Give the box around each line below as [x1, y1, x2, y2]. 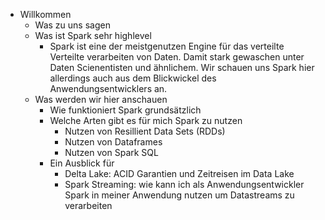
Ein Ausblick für [49, 157, 115, 169]
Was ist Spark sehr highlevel [34, 30, 152, 41]
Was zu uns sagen [34, 19, 111, 31]
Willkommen [19, 9, 72, 20]
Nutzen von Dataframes [64, 136, 163, 148]
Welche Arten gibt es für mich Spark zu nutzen [49, 115, 243, 126]
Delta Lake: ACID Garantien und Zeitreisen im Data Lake [64, 168, 295, 179]
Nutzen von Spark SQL [64, 147, 159, 158]
